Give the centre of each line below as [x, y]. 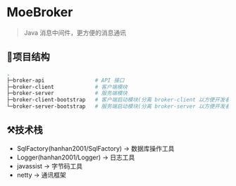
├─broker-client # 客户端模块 [67, 87]
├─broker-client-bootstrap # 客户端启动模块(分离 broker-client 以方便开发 [116, 100]
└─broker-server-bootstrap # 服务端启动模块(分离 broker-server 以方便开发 [116, 106]
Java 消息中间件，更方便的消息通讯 [75, 32]
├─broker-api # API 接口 [66, 80]
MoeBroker [40, 12]
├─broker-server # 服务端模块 [67, 93]
